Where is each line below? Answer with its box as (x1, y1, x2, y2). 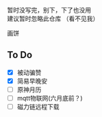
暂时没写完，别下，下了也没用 (7, 6, 91, 14)
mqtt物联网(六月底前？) (16, 94, 83, 102)
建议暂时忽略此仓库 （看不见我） (7, 14, 99, 23)
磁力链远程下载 (16, 103, 60, 111)
